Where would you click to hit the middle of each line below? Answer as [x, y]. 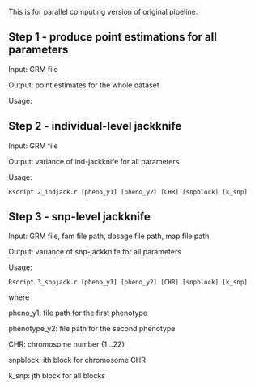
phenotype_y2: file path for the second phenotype [92, 329]
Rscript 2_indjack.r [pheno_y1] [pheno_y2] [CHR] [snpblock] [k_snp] [128, 192]
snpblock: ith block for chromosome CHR [77, 360]
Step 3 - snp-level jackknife [80, 217]
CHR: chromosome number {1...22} [67, 344]
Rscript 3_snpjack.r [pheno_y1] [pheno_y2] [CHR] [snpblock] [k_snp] [128, 283]
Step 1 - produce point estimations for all [113, 37]
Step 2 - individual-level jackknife [95, 126]
